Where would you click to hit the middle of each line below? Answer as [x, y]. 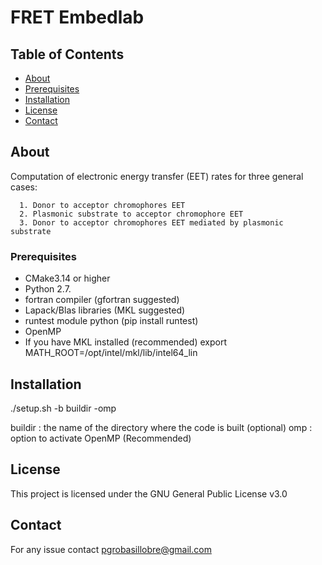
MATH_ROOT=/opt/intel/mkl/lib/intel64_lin [111, 353]
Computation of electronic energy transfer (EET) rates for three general [157, 176]
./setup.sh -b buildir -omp [63, 408]
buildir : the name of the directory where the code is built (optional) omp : [161, 427]
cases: [24, 187]
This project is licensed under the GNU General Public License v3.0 [149, 493]
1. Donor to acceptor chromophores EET [102, 205]
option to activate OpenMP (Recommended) [101, 438]
